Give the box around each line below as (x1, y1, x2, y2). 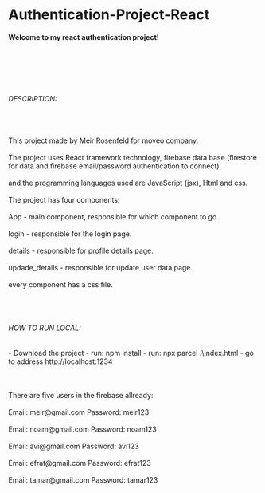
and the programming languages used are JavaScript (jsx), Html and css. (8, 178, 248, 187)
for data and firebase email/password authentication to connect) (8, 161, 220, 171)
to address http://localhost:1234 (8, 357, 113, 366)
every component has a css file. (8, 279, 113, 289)
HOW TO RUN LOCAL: (8, 323, 81, 333)
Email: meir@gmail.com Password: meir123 (8, 407, 150, 416)
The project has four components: (8, 195, 120, 204)
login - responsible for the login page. (8, 229, 132, 239)
